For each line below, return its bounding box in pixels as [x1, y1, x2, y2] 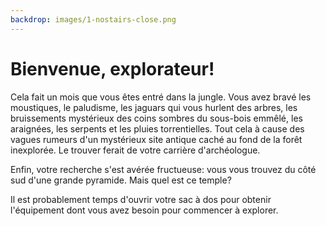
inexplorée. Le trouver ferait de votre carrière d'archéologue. [10, 144, 261, 156]
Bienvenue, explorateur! [10, 57, 215, 80]
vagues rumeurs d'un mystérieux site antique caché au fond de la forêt [10, 133, 303, 145]
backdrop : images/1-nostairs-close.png [10, 14, 177, 25]
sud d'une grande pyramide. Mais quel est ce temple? [10, 174, 232, 186]
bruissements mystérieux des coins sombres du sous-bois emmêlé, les [10, 112, 303, 124]
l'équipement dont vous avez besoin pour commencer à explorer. [10, 204, 279, 216]
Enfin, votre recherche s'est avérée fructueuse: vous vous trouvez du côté [10, 163, 317, 175]
